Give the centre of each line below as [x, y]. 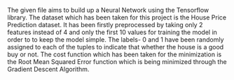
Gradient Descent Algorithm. [48, 69]
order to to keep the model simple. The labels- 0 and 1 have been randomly [116, 40]
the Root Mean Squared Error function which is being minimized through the [117, 62]
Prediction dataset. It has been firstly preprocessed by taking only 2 [105, 25]
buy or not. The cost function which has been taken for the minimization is [115, 54]
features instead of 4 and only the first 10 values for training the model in [112, 32]
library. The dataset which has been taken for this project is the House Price [117, 17]
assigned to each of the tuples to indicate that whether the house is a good [116, 47]
